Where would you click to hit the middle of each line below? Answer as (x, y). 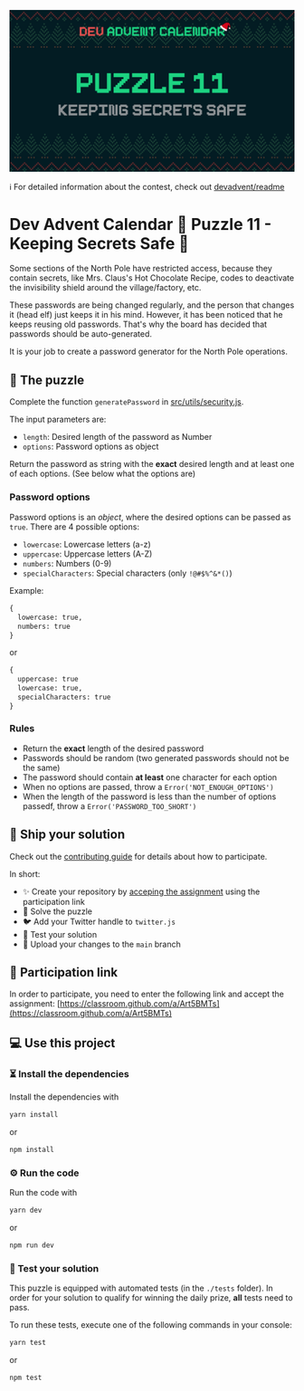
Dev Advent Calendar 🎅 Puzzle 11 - (141, 224)
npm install (32, 1149)
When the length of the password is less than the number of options (149, 796)
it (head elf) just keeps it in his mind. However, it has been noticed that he (146, 315)
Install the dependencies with (64, 1097)
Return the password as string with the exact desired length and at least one (152, 464)
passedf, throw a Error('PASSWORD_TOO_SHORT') (109, 805)
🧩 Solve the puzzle (57, 911)
